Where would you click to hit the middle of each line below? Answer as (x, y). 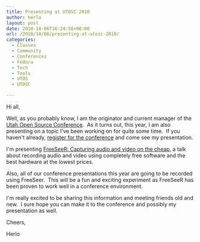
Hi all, (13, 107)
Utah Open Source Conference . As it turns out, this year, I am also (89, 125)
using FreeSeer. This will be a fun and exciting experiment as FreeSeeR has (100, 180)
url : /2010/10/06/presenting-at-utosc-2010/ (63, 34)
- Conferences (29, 56)
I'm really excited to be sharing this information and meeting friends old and (100, 198)
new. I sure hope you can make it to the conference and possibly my (91, 204)
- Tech (20, 68)
